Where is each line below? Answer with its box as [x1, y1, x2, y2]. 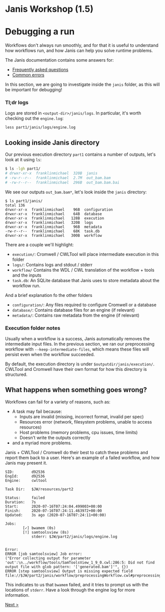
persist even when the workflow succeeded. [5, 352, 95, 358]
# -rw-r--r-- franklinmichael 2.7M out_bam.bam [5, 175, 111, 180]
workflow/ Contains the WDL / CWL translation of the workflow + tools [12, 267, 155, 273]
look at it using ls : [5, 157, 42, 163]
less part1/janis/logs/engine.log [5, 125, 76, 130]
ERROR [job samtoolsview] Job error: [5, 551, 82, 556]
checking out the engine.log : [5, 115, 64, 121]
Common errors [12, 72, 45, 78]
